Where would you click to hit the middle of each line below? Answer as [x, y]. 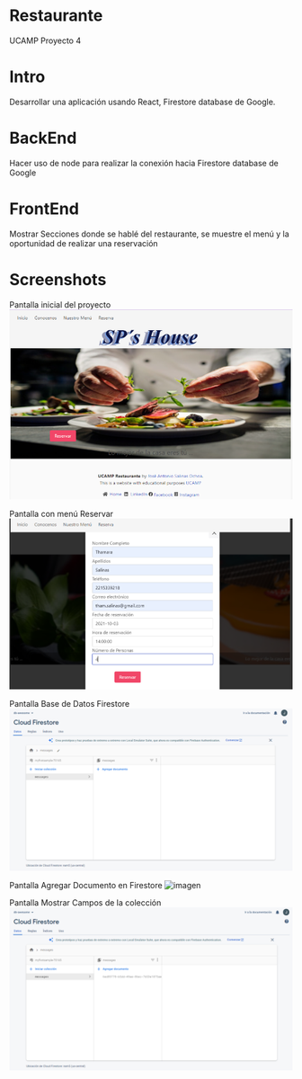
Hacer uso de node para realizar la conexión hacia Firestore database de [144, 163]
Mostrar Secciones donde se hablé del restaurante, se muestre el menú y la [149, 234]
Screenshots [58, 279]
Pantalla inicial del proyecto [60, 304]
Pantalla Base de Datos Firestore [70, 704]
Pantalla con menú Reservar [62, 513]
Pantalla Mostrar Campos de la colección [85, 903]
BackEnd [43, 138]
